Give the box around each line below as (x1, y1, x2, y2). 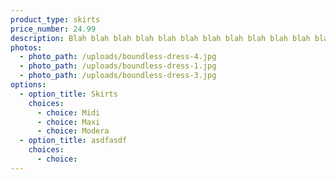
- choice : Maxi (36, 117, 101, 127)
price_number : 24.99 (10, 24, 97, 34)
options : (10, 80, 47, 90)
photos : (10, 42, 43, 53)
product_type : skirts (10, 14, 101, 25)
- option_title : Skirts (19, 89, 118, 99)
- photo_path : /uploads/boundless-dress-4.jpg (19, 52, 217, 62)
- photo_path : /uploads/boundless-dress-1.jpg (19, 61, 217, 71)
